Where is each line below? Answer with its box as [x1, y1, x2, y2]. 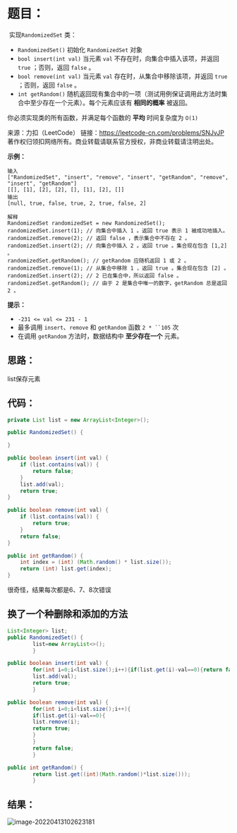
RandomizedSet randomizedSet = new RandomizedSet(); [7, 220, 166, 227]
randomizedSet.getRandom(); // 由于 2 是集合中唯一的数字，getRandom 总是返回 [7, 280, 228, 287]
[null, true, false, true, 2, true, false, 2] [7, 200, 147, 207]
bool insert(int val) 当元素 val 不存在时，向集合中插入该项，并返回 [17, 54, 220, 63]
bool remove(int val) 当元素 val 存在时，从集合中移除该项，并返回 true [17, 71, 228, 80]
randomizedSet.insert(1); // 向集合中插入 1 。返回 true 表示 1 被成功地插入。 [7, 227, 229, 234]
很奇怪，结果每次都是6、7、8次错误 [7, 586, 111, 594]
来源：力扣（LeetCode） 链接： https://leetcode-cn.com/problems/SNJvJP [7, 128, 224, 137]
